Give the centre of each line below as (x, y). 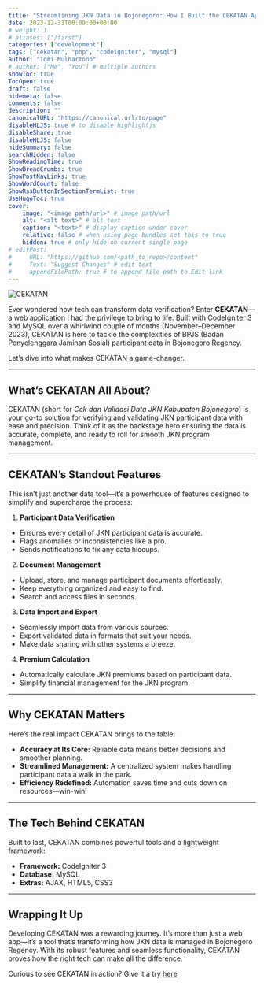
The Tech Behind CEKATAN (77, 823)
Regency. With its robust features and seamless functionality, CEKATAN (124, 951)
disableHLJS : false (40, 140)
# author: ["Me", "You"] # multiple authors (82, 67)
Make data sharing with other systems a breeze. (97, 643)
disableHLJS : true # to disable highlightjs (82, 125)
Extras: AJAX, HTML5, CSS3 (66, 882)
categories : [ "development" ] (56, 45)
